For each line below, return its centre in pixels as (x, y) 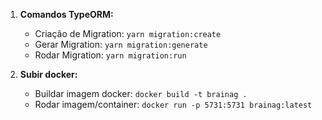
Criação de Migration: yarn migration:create (128, 33)
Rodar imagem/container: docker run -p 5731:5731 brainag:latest (173, 104)
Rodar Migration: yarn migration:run (110, 55)
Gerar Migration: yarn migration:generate (121, 44)
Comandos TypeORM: (66, 14)
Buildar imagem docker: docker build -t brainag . (141, 93)
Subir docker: (48, 74)
